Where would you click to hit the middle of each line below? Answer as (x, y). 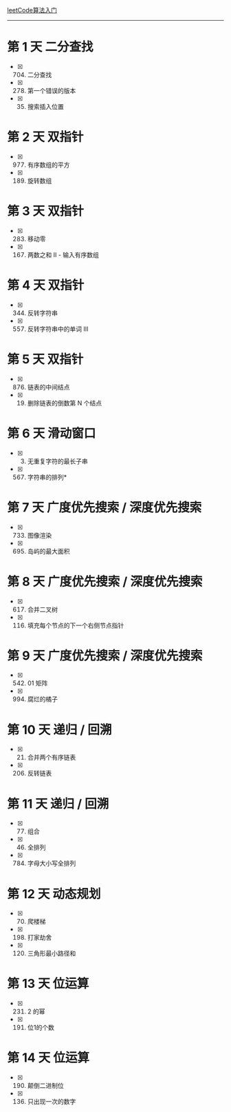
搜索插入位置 (45, 106)
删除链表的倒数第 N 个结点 (65, 403)
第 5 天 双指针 (45, 359)
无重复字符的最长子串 (57, 461)
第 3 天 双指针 (45, 211)
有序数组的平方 (48, 165)
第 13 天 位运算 (48, 984)
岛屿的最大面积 (48, 551)
